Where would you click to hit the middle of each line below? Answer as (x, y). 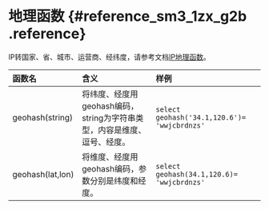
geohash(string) (43, 117)
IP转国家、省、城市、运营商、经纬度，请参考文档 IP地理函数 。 (109, 57)
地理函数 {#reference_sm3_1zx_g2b (128, 16)
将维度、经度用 (110, 156)
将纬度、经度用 (110, 94)
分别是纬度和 (114, 180)
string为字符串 (108, 118)
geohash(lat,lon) (43, 174)
